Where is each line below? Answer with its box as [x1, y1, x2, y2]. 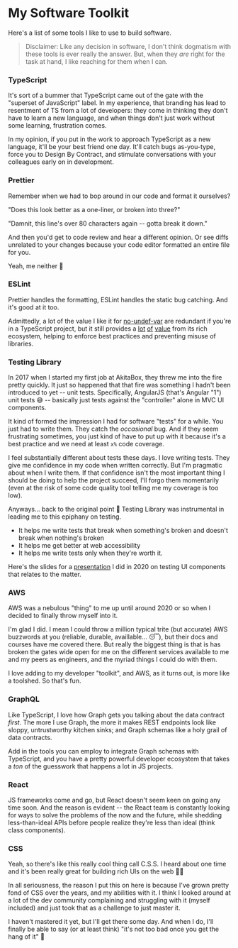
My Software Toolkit [8, 5, 130, 21]
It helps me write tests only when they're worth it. [18, 549, 163, 558]
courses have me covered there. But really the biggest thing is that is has [8, 640, 221, 649]
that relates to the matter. [8, 570, 82, 579]
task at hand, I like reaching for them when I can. [25, 57, 168, 65]
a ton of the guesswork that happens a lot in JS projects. [8, 761, 174, 771]
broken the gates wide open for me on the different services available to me [8, 648, 229, 656]
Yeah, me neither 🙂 [8, 261, 64, 270]
